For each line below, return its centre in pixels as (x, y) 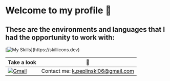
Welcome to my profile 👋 (58, 11)
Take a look (22, 62)
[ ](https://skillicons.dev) (42, 50)
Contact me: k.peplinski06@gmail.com (88, 71)
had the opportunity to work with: (60, 37)
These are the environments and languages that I (85, 29)
